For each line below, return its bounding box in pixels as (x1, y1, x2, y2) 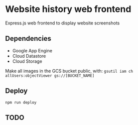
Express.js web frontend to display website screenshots (5, 20, 120, 26)
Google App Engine (12, 47, 52, 53)
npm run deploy (5, 100, 37, 105)
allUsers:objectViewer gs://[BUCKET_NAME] (5, 73, 95, 78)
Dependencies (5, 34, 51, 43)
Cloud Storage (12, 58, 42, 64)
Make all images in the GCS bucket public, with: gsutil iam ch (5, 68, 134, 74)
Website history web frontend (5, 3, 132, 15)
